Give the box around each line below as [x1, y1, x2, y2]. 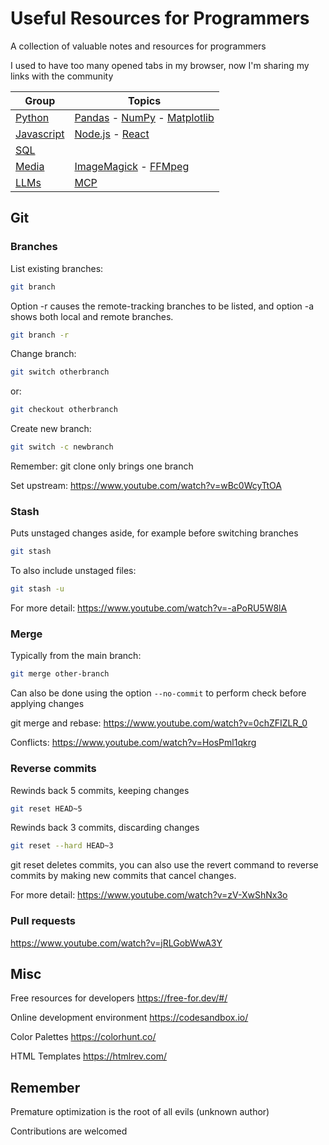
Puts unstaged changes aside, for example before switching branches [10, 527, 299, 539]
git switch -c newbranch [10, 442, 114, 452]
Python [15, 110, 50, 124]
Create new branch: [10, 423, 92, 435]
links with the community [10, 70, 114, 82]
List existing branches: [10, 262, 104, 274]
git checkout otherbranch [10, 405, 118, 415]
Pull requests [10, 914, 76, 928]
